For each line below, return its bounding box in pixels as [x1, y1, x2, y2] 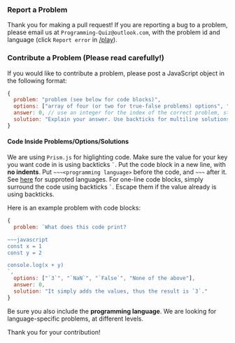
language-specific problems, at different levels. [7, 314, 143, 323]
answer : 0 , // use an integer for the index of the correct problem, [13, 110, 220, 117]
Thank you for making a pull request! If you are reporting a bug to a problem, [7, 21, 228, 29]
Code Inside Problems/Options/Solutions [7, 138, 129, 146]
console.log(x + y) [7, 262, 64, 269]
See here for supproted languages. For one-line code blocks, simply [7, 175, 204, 184]
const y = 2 [7, 249, 42, 256]
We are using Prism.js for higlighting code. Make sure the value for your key [7, 153, 228, 161]
